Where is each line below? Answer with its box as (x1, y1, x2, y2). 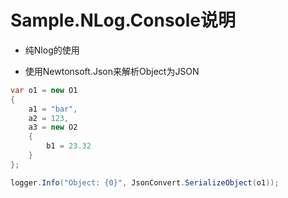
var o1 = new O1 (10, 85, 78, 95)
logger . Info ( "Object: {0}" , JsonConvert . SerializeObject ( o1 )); (10, 177, 280, 188)
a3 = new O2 (28, 122, 78, 133)
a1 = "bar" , (28, 104, 78, 114)
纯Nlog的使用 (24, 44, 80, 56)
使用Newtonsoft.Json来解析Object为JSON (24, 65, 200, 77)
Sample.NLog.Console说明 (10, 9, 237, 32)
